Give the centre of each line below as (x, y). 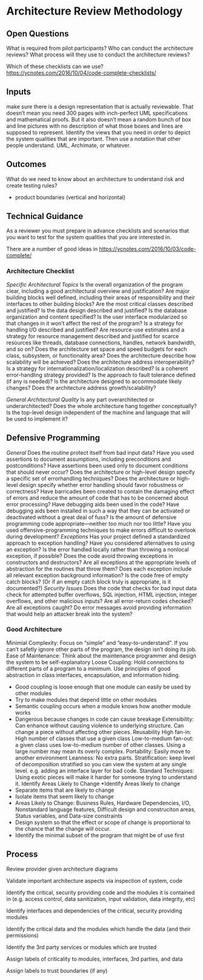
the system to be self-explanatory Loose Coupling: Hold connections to (95, 662)
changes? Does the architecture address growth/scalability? (81, 387)
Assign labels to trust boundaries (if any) (57, 970)
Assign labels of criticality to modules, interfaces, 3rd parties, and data (95, 959)
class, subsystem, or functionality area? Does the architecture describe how (101, 355)
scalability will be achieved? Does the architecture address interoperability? (101, 362)
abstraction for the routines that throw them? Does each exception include (99, 568)
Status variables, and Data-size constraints (69, 815)
